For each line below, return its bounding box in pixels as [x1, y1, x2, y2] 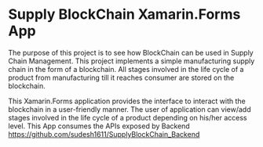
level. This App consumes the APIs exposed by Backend [8, 121, 190, 131]
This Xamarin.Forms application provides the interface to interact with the [8, 96, 246, 106]
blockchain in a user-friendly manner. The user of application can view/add [8, 104, 251, 114]
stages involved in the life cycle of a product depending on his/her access [8, 113, 247, 122]
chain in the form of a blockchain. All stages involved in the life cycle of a [8, 64, 244, 73]
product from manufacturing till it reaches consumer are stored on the [8, 73, 235, 82]
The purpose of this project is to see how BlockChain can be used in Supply [8, 48, 254, 57]
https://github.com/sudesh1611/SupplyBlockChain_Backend [8, 129, 200, 138]
